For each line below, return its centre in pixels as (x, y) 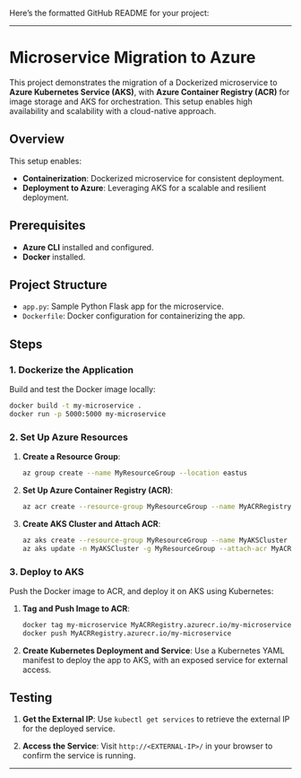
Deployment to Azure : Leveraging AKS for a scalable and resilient (144, 188)
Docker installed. (54, 257)
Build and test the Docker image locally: (82, 389)
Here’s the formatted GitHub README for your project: (109, 13)
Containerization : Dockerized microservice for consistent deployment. (153, 178)
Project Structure (58, 285)
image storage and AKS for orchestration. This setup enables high (131, 101)
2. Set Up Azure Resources (69, 437)
